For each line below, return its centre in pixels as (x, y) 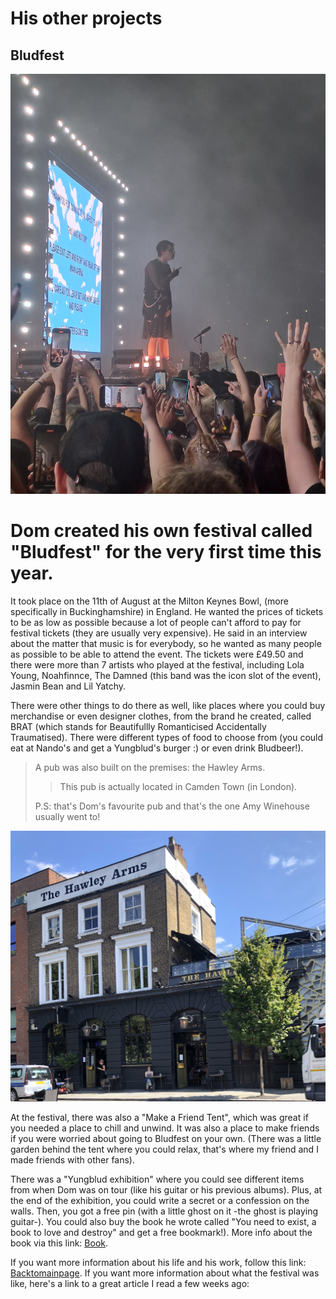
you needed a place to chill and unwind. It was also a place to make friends (165, 1128)
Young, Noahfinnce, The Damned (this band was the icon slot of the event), (166, 675)
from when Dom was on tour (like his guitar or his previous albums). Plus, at (166, 1189)
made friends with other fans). (73, 1159)
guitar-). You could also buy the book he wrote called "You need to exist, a (163, 1221)
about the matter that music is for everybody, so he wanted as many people (166, 643)
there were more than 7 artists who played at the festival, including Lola (157, 664)
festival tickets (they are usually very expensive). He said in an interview (159, 633)
